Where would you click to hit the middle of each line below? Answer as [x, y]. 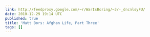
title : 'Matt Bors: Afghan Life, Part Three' [52, 23]
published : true [21, 18]
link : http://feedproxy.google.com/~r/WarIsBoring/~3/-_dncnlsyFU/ [75, 9]
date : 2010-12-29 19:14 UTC [34, 14]
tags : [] [14, 27]
